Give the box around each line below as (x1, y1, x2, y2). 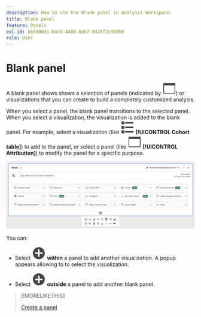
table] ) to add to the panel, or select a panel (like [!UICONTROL (6, 143, 178, 150)
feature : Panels (6, 22, 47, 28)
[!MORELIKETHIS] (20, 292, 65, 299)
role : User (6, 35, 33, 41)
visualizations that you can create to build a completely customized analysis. (6, 96, 195, 103)
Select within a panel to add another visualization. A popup (14, 254, 176, 261)
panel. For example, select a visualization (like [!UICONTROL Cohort (6, 129, 190, 136)
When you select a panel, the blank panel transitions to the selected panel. (6, 108, 190, 115)
